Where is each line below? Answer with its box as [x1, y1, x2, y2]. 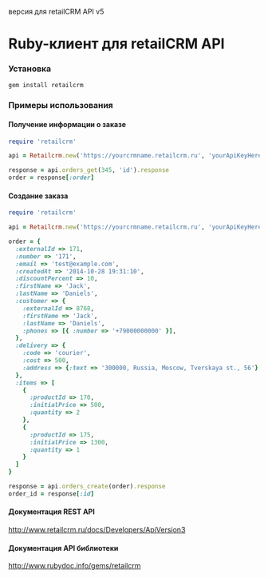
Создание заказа [8, 191, 69, 201]
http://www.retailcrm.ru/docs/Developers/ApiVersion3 [8, 525, 186, 535]
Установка [8, 63, 52, 74]
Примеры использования [8, 100, 113, 111]
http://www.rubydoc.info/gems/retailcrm [8, 561, 141, 571]
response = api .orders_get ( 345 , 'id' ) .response [8, 166, 170, 174]
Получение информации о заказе [8, 120, 126, 129]
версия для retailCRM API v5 [8, 7, 104, 16]
